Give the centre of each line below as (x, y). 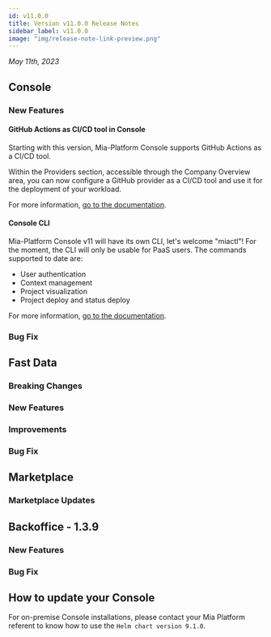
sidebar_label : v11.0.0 (49, 31)
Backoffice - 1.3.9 (54, 526)
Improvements (38, 430)
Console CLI (29, 223)
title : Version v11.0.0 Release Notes (74, 24)
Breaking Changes (46, 386)
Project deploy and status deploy (75, 300)
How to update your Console (82, 598)
